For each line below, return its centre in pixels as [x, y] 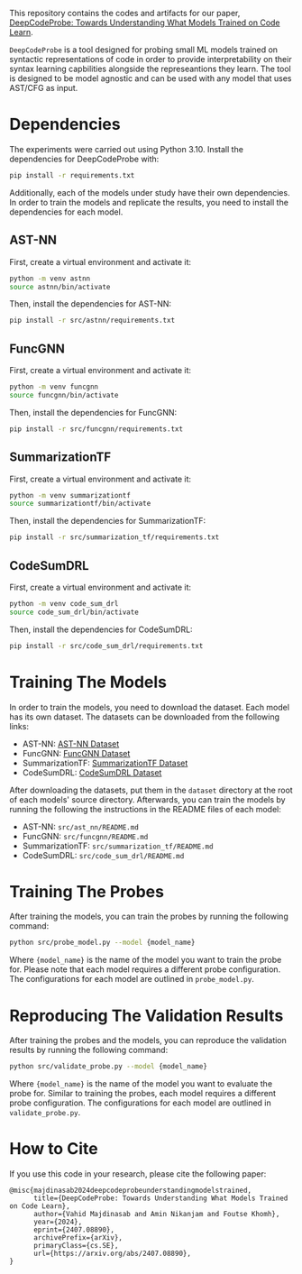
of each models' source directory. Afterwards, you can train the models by [147, 799]
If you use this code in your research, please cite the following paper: [138, 1174]
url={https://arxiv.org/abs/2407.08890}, [112, 1254]
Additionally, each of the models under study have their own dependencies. [150, 192]
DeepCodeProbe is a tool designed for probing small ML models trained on [143, 50]
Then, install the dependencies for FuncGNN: [93, 412]
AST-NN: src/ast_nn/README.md [81, 826]
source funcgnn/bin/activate [64, 395]
